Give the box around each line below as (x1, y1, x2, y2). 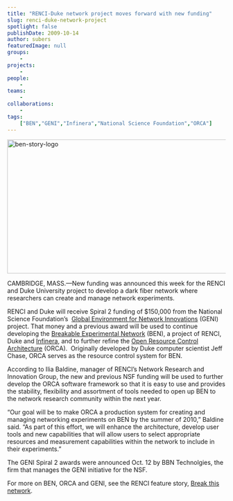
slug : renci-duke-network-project (7, 17, 107, 24)
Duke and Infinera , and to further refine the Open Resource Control (7, 337, 199, 345)
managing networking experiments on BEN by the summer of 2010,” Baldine (7, 415, 224, 423)
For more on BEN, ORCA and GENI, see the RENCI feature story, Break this (7, 479, 220, 487)
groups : (7, 49, 30, 56)
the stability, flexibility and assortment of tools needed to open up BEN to (7, 387, 216, 396)
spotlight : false (7, 23, 58, 30)
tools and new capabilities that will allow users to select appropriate (7, 430, 201, 438)
